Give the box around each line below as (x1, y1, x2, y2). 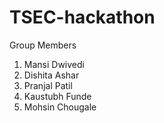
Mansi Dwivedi (23, 58, 85, 70)
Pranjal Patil (23, 79, 73, 91)
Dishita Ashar (23, 69, 80, 81)
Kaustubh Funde (23, 90, 92, 102)
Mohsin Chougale (23, 101, 97, 113)
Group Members (9, 39, 77, 51)
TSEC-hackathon (9, 6, 156, 29)
